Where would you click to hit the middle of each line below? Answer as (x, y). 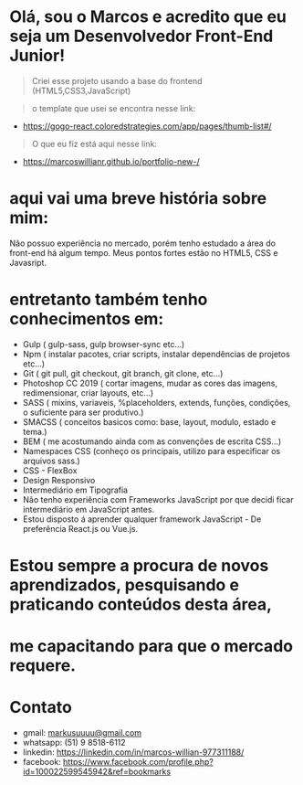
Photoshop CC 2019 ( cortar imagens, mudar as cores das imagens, (150, 383)
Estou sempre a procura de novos (139, 566)
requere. (42, 666)
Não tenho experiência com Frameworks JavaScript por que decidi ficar (158, 499)
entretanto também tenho (109, 300)
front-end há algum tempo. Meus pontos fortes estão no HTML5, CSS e (144, 252)
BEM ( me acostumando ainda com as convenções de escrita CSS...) (152, 441)
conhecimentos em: (87, 319)
